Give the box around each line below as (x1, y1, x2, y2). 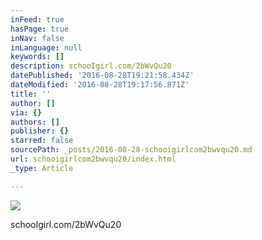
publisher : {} (10, 126, 70, 136)
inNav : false (10, 33, 65, 43)
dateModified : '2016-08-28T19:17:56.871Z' (10, 80, 190, 90)
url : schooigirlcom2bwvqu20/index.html (10, 154, 177, 164)
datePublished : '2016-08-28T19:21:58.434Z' (10, 71, 195, 81)
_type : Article (10, 163, 74, 173)
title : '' (10, 89, 52, 99)
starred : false (10, 136, 74, 146)
